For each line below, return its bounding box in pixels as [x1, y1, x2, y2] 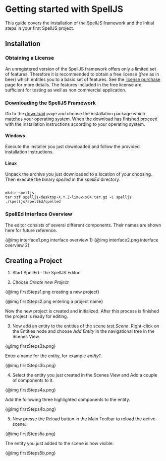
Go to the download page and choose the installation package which [5, 110, 145, 116]
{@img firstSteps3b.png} [5, 363, 56, 369]
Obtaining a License [5, 55, 55, 62]
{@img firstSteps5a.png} [5, 431, 56, 437]
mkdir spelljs [5, 190, 35, 196]
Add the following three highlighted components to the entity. [5, 396, 130, 403]
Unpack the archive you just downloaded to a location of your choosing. [5, 171, 153, 177]
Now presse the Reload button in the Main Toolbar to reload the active [12, 416, 156, 422]
